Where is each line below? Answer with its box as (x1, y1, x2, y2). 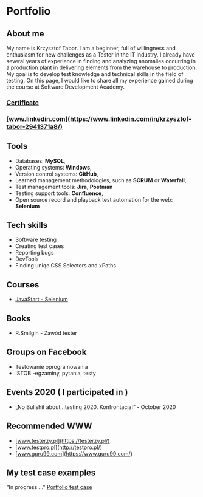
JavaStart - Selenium (15, 296, 68, 303)
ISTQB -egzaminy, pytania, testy (15, 369, 96, 377)
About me (6, 29, 44, 39)
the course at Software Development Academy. (6, 83, 125, 91)
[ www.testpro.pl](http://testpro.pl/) (15, 444, 102, 451)
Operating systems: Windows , (15, 163, 92, 171)
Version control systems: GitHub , (15, 170, 98, 177)
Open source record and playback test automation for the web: (15, 196, 173, 203)
